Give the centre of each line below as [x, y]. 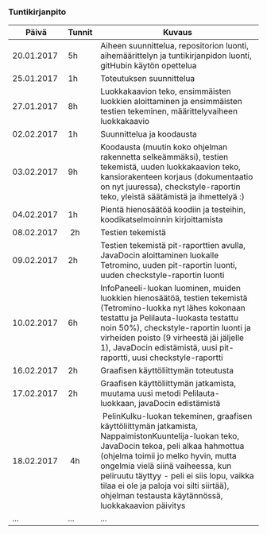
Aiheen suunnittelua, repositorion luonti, [174, 46]
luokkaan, [118, 404]
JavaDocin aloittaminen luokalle [160, 255]
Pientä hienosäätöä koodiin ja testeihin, [173, 210]
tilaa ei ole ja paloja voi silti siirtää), [165, 486]
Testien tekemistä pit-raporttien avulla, [173, 246]
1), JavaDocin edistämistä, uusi [159, 348]
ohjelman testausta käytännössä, [162, 496]
